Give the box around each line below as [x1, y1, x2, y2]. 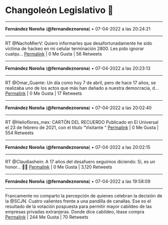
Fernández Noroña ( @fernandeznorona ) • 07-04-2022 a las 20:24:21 [5, 26, 151, 32]
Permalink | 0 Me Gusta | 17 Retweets [5, 90, 82, 96]
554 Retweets [5, 130, 34, 136]
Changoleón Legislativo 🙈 [5, 5, 113, 16]
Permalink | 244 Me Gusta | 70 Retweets [5, 214, 88, 220]
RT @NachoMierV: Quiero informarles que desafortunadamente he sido [5, 40, 152, 46]
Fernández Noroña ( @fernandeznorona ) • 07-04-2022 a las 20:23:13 [5, 65, 151, 71]
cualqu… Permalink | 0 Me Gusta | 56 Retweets [5, 51, 102, 57]
